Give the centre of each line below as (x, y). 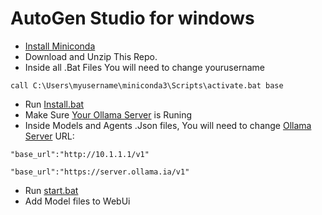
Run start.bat (51, 190)
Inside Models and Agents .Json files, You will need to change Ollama (168, 125)
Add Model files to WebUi (77, 201)
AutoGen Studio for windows (132, 18)
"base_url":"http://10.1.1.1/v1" (80, 154)
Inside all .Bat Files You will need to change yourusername (144, 67)
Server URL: (49, 136)
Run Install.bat (54, 104)
